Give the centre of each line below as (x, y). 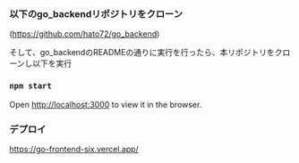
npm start (30, 86)
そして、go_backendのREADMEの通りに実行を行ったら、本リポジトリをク (146, 53)
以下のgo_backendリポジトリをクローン (96, 13)
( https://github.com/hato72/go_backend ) (85, 34)
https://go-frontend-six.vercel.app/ (74, 149)
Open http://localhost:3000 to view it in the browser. (106, 104)
